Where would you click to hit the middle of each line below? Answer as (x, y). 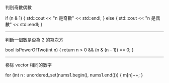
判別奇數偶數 (18, 7)
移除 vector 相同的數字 (28, 65)
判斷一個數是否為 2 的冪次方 (34, 40)
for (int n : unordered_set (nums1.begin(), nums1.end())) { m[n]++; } (74, 75)
